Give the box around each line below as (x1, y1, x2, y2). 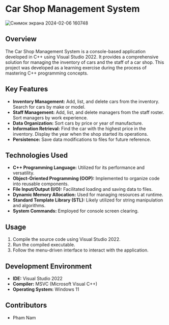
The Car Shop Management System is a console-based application (5, 48, 146, 54)
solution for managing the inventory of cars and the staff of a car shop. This (5, 59, 164, 65)
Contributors (5, 301, 47, 310)
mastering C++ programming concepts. (5, 70, 89, 76)
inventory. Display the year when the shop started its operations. (12, 131, 149, 137)
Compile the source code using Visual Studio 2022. (12, 236, 121, 242)
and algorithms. (12, 203, 46, 209)
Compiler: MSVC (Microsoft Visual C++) (12, 281, 98, 287)
